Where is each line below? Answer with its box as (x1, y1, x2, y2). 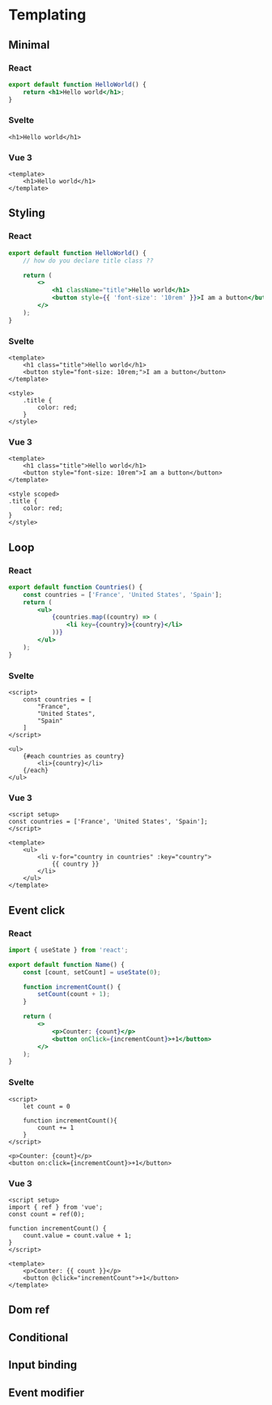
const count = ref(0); (8, 1210, 85, 1218)
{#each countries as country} (23, 751, 125, 760)
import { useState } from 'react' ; (8, 946, 129, 954)
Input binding (8, 1358, 78, 1372)
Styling (8, 206, 46, 220)
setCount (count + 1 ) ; (37, 990, 111, 998)
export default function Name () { (8, 960, 125, 969)
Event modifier (8, 1386, 85, 1399)
